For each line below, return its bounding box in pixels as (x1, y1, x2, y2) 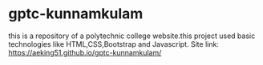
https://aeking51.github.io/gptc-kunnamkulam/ (8, 48, 162, 57)
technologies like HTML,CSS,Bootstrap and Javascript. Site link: (8, 39, 219, 48)
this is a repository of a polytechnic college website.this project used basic (8, 31, 256, 40)
